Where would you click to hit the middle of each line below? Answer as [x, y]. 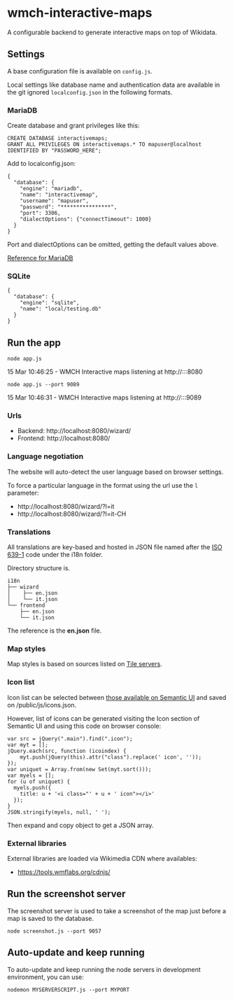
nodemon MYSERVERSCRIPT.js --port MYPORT [69, 990]
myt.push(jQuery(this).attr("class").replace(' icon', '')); [111, 757]
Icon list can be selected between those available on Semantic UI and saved [117, 697]
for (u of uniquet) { [39, 782]
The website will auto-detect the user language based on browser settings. [115, 472]
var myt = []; [28, 745]
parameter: [23, 493]
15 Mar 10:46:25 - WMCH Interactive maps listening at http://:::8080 [105, 372]
